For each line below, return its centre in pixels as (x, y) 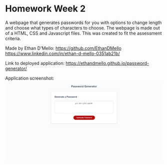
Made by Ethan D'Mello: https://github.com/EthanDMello (63, 48)
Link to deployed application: (35, 63)
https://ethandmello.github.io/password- (107, 63)
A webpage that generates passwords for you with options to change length (83, 22)
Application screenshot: (29, 78)
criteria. (13, 38)
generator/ (16, 68)
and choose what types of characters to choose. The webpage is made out (82, 27)
